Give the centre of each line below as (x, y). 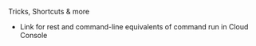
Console (33, 35)
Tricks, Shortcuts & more (49, 11)
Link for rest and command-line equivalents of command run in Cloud (134, 27)
